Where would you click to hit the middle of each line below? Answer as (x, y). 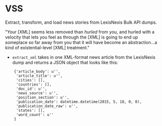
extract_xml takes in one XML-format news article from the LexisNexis (84, 57)
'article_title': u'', (39, 76)
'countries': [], (34, 84)
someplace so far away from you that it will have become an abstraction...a (81, 42)
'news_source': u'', (37, 93)
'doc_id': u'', (32, 89)
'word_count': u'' (35, 115)
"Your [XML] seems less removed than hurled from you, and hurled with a (80, 32)
